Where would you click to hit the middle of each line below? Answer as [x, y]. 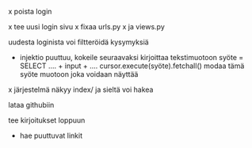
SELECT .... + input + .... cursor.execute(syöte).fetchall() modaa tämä [132, 66]
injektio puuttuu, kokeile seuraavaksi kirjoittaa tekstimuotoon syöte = [132, 57]
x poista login [30, 11]
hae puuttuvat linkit [51, 135]
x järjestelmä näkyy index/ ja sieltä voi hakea [81, 89]
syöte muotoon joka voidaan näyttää [79, 74]
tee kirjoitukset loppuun [47, 120]
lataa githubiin [31, 105]
